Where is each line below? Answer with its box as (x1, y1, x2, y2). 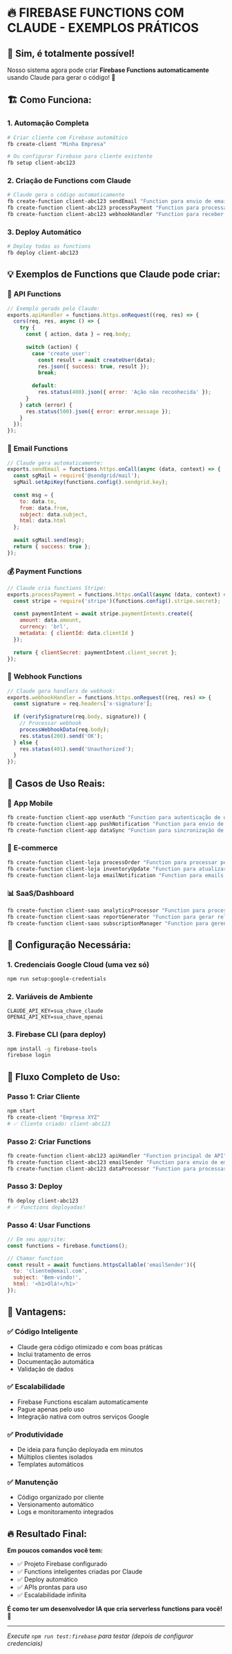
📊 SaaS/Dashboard (7, 888, 75, 898)
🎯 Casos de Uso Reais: (7, 777, 106, 789)
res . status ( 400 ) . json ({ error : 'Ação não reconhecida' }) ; (37, 389, 212, 396)
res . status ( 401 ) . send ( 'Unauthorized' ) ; (19, 746, 135, 753)
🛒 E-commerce (7, 843, 59, 853)
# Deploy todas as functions (7, 243, 91, 250)
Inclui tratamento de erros (17, 1350, 91, 1358)
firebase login (7, 1052, 51, 1059)
